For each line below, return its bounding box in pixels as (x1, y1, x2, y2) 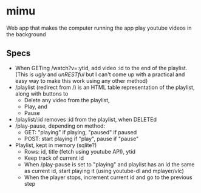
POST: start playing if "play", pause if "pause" (24, 135, 139, 142)
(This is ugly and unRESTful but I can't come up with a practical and (15, 71, 185, 78)
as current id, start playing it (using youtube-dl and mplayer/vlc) (24, 167, 184, 174)
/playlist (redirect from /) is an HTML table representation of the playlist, (15, 83, 195, 91)
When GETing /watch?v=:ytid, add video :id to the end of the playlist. (15, 64, 188, 71)
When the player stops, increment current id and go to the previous (24, 174, 192, 181)
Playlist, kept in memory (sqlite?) (15, 141, 97, 149)
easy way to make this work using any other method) (15, 77, 148, 84)
